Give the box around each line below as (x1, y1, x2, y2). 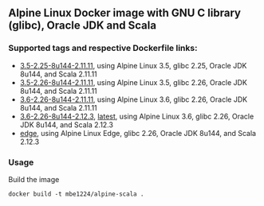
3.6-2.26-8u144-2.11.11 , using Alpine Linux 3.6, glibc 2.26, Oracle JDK (19, 95, 248, 104)
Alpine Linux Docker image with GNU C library (8, 6, 242, 20)
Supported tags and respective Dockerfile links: (8, 43, 198, 54)
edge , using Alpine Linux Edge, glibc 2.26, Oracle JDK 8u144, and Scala (19, 128, 257, 138)
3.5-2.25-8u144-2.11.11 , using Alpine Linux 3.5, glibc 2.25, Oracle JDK (19, 60, 247, 70)
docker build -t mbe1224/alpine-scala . (8, 190, 145, 198)
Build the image (8, 174, 60, 184)
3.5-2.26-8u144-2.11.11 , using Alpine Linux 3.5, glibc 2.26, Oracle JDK (19, 77, 247, 87)
